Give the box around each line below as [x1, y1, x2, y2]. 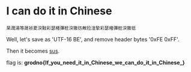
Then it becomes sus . [6, 47, 60, 55]
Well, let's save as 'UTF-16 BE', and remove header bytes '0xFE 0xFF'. [6, 35, 180, 43]
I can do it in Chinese [6, 4, 112, 18]
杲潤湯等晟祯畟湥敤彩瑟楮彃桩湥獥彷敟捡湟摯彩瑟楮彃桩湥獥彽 [6, 25, 136, 31]
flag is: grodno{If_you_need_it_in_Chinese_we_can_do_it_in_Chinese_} [6, 59, 185, 66]
